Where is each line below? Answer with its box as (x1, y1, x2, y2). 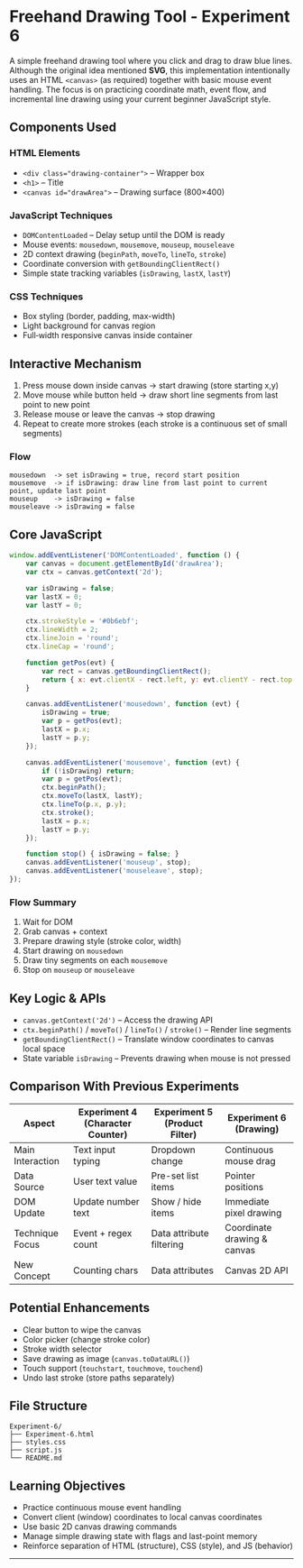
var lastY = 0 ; (25, 601, 83, 610)
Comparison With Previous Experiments (9, 1079, 240, 1095)
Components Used (9, 120, 117, 135)
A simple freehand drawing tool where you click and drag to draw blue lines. (9, 55, 293, 66)
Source (14, 1180, 45, 1193)
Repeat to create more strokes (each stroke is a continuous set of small (22, 418, 288, 429)
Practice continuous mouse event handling (22, 1502, 182, 1513)
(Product (163, 1116, 203, 1129)
